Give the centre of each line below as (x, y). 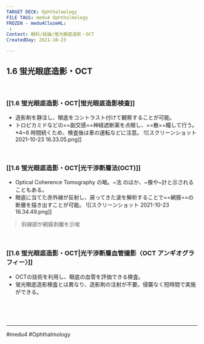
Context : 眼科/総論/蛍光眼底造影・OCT (50, 35)
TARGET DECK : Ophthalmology (42, 12)
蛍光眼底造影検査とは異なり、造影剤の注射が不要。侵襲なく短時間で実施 (105, 284)
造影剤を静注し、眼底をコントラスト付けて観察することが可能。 (95, 117)
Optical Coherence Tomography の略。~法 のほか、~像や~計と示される (104, 182)
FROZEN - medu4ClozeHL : (36, 23)
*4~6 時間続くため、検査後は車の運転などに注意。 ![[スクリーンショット (106, 133)
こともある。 (31, 190)
